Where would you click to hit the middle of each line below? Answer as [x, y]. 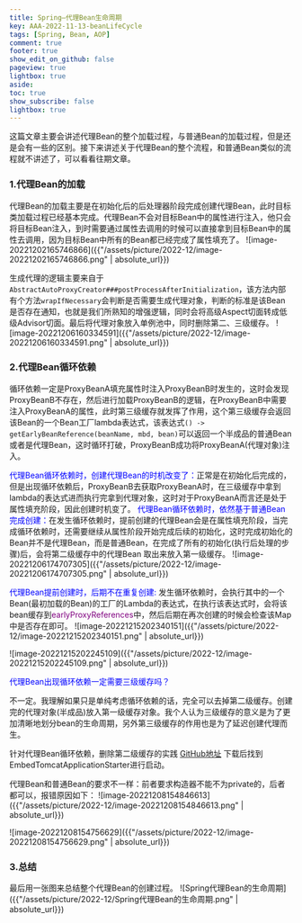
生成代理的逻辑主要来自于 [57, 278]
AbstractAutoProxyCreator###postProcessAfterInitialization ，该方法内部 [148, 289]
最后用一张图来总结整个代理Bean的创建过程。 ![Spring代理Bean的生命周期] [148, 888]
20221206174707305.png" [58, 573]
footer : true [34, 51]
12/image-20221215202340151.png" [76, 636]
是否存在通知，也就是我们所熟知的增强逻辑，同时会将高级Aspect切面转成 [145, 311]
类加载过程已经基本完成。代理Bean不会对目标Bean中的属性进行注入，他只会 [151, 217]
